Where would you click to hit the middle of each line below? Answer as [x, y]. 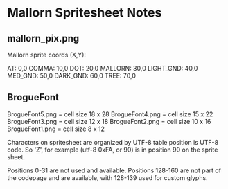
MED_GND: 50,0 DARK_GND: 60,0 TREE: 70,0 [72, 75]
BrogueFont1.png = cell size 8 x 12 [56, 129]
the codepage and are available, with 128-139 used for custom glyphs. [107, 177]
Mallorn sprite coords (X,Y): [47, 55]
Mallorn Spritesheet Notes [85, 13]
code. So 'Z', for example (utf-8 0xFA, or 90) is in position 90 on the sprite [113, 150]
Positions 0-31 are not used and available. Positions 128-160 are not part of [114, 170]
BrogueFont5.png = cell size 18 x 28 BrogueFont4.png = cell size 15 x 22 [110, 114]
